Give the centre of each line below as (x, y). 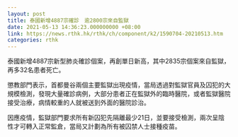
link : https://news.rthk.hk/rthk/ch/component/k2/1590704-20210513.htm (115, 34)
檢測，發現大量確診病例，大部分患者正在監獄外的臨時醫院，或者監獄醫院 (125, 94)
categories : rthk (33, 40)
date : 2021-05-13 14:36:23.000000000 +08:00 (74, 27)
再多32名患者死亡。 (36, 70)
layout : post (27, 14)
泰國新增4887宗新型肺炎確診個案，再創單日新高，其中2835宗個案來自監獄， (119, 61)
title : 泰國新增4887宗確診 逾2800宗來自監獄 (68, 20)
